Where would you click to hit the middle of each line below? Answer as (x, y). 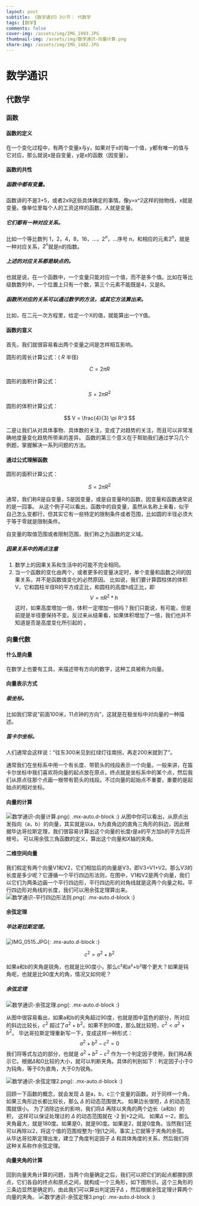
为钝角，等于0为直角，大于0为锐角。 (51, 1068)
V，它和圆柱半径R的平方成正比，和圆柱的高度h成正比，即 (85, 587)
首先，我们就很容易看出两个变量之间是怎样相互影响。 (71, 344)
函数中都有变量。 (27, 184)
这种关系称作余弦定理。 (35, 1145)
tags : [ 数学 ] (21, 23)
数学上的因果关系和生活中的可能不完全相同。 (69, 565)
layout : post (22, 12)
